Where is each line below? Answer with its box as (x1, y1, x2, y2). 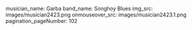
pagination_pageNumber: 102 (5, 18, 78, 24)
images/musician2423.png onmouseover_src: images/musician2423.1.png (5, 11, 187, 18)
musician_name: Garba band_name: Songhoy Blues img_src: (5, 5, 153, 12)
